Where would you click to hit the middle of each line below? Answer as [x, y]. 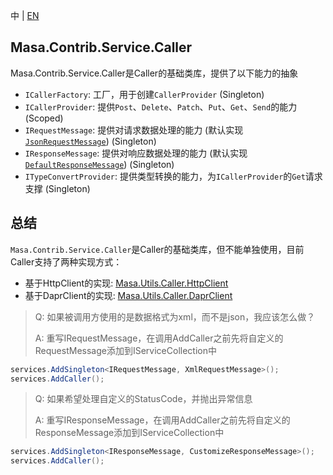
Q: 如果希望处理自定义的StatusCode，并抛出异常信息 [143, 399]
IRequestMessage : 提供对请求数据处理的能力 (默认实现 [134, 130]
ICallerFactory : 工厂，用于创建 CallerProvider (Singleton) [144, 94]
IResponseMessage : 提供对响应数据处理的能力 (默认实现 [136, 153]
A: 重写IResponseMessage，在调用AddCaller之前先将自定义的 [162, 420]
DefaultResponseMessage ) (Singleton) [99, 164]
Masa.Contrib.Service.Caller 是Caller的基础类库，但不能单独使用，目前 [157, 249]
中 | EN [25, 15]
